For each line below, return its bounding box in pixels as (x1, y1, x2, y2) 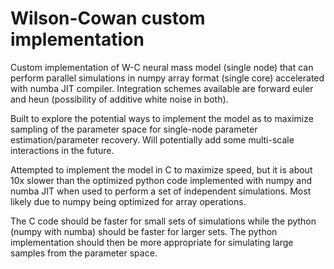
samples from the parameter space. (10, 247, 158, 259)
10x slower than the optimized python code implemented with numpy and (10, 174, 313, 186)
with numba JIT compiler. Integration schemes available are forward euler (10, 82, 314, 94)
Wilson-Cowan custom (10, 7, 206, 30)
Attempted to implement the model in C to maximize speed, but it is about (10, 163, 313, 176)
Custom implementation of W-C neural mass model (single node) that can (10, 61, 314, 73)
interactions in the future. (10, 144, 115, 156)
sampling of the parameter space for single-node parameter (10, 123, 258, 135)
